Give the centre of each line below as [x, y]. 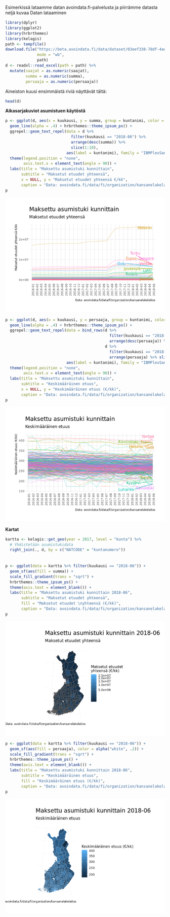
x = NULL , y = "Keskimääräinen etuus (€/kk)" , [71, 389]
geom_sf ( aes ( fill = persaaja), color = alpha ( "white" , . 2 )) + [77, 749]
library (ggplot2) [24, 28]
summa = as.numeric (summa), [55, 76]
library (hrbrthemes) [27, 33]
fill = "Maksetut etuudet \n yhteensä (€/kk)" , [71, 603]
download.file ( [21, 49]
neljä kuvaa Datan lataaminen [36, 13]
